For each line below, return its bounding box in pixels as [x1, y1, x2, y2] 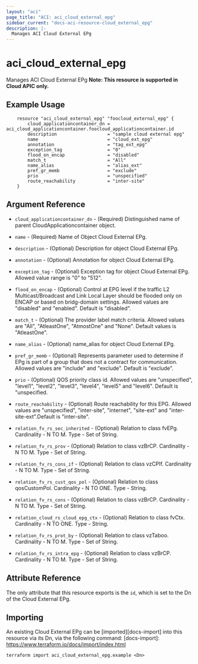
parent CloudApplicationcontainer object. [14, 222, 116, 229]
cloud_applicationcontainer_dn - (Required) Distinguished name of [14, 215, 180, 222]
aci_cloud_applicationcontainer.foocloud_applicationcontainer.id [6, 126, 174, 132]
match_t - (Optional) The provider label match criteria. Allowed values [14, 316, 185, 323]
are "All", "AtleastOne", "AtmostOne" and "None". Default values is [14, 322, 177, 329]
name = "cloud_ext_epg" [27, 136, 153, 142]
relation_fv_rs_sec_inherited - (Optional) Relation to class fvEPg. [14, 424, 178, 432]
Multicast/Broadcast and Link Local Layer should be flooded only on [14, 292, 183, 299]
